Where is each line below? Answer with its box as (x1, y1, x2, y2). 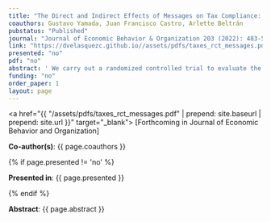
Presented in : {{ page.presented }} (8, 173, 125, 182)
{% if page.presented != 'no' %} (8, 157, 115, 167)
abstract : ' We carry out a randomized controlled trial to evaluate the (8, 65, 262, 73)
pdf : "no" (8, 57, 42, 65)
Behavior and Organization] (8, 126, 99, 136)
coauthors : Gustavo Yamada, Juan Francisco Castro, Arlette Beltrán (8, 19, 244, 27)
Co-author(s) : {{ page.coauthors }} (8, 142, 127, 152)
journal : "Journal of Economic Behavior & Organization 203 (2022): (8, 34, 244, 43)
